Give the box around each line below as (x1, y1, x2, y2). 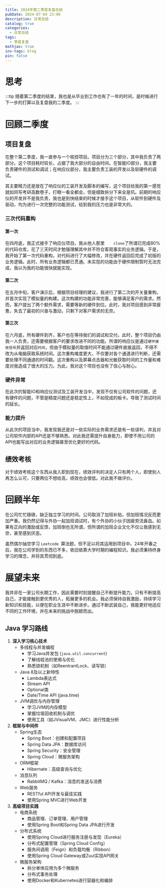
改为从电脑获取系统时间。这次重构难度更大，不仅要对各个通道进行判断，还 (5, 350, 157, 356)
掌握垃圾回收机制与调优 (27, 710, 75, 716)
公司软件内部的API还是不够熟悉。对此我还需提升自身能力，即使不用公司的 (5, 433, 155, 439)
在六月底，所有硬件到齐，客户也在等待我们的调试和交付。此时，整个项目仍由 (5, 332, 161, 338)
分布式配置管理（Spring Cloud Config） (27, 840, 108, 846)
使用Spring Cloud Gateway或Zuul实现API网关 (27, 852, 120, 858)
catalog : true (5, 21, 35, 26)
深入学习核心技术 (12, 638, 47, 644)
